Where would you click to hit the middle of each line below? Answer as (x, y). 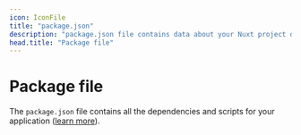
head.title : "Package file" (62, 42)
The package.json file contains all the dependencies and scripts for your (142, 112)
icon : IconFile (38, 17)
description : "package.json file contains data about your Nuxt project (148, 34)
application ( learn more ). (55, 121)
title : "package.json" (52, 26)
